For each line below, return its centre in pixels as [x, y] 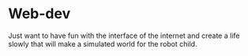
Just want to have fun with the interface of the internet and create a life [124, 35]
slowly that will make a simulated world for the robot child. [103, 43]
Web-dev [39, 14]
